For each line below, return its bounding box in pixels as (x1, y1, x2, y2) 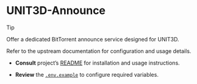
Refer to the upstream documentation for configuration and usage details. (6, 47, 192, 55)
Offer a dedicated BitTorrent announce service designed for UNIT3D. (6, 35, 179, 43)
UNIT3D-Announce (6, 4, 106, 18)
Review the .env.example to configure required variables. (15, 71, 159, 78)
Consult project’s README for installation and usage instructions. (15, 59, 180, 66)
